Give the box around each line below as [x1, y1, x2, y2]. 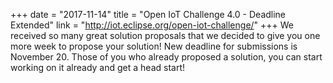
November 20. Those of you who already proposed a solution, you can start [10, 51, 323, 63]
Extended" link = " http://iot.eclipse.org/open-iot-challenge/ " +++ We [10, 19, 295, 31]
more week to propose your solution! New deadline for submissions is [10, 40, 298, 52]
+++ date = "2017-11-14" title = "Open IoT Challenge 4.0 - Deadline [10, 9, 287, 20]
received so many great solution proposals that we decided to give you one [10, 30, 321, 41]
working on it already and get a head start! [10, 62, 186, 73]
